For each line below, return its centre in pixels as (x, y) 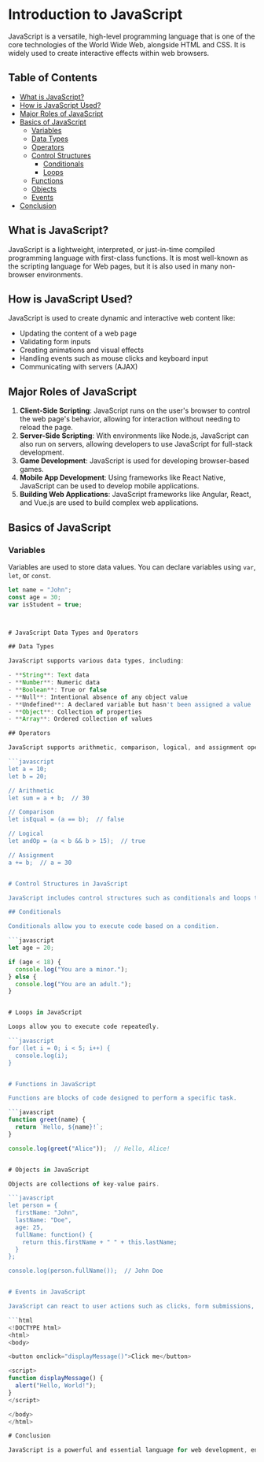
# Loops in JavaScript (45, 1013)
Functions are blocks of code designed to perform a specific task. (123, 1098)
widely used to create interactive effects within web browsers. (109, 53)
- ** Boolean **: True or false (58, 690)
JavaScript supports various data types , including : (96, 661)
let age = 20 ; (31, 948)
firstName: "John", (47, 1213)
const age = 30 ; (35, 597)
